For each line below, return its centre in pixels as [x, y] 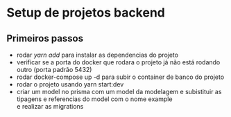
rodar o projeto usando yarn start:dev [70, 84]
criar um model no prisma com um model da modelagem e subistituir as [119, 92]
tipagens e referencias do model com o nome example [94, 99]
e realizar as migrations [50, 106]
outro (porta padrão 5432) [54, 70]
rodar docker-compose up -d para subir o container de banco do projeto [120, 77]
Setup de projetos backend [86, 13]
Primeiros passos [45, 38]
